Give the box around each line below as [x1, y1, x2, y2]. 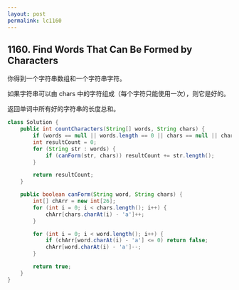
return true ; [33, 263, 72, 271]
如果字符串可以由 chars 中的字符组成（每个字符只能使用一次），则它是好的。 [7, 90, 230, 98]
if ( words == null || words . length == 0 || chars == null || [33, 133, 218, 140]
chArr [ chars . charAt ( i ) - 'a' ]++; [45, 211, 144, 218]
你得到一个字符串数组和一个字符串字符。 [7, 74, 126, 83]
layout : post [7, 10, 46, 18]
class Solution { [7, 119, 59, 126]
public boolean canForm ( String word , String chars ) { [20, 191, 183, 198]
